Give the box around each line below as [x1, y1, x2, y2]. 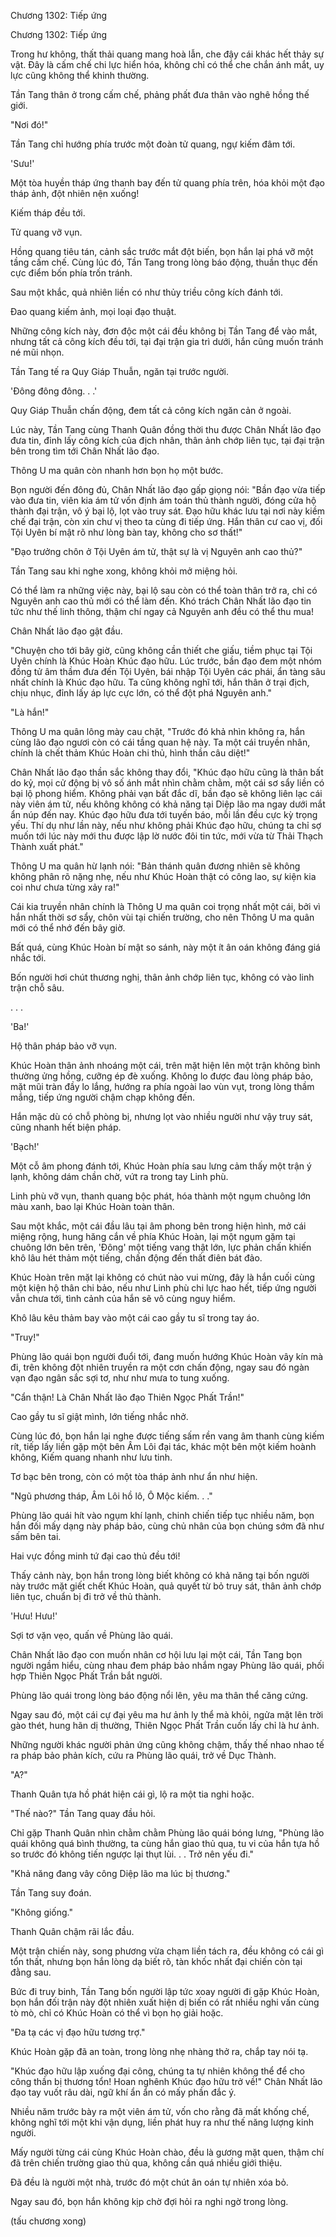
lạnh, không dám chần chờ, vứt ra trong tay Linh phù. [10, 1171, 229, 1182]
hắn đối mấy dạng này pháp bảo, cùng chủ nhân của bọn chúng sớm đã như [10, 1520, 325, 1532]
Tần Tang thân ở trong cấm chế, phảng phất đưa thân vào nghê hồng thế [10, 89, 310, 100]
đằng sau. [10, 1966, 52, 1978]
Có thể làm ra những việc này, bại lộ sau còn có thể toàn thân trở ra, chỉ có [10, 585, 318, 596]
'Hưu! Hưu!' [10, 1610, 58, 1622]
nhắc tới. [10, 952, 47, 964]
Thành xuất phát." [10, 841, 84, 852]
